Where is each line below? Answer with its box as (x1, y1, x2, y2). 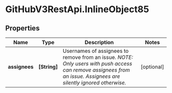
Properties (5, 24, 40, 33)
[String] (38, 64, 58, 70)
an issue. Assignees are (62, 73, 120, 80)
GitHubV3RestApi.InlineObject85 (5, 4, 149, 15)
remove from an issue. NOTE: (62, 54, 133, 60)
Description (84, 39, 114, 46)
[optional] (140, 64, 164, 70)
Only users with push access (62, 60, 132, 67)
